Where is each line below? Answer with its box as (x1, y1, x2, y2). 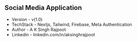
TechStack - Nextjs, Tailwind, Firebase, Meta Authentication (11, 21, 132, 27)
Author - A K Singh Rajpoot (11, 26, 66, 32)
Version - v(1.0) (11, 16, 43, 22)
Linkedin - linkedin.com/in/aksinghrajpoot (11, 31, 96, 37)
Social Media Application (4, 4, 82, 12)
